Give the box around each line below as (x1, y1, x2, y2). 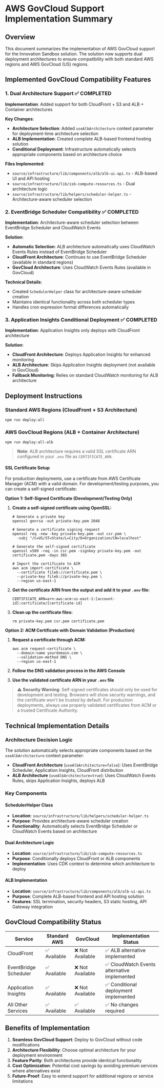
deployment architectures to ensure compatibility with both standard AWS (5, 56, 154, 62)
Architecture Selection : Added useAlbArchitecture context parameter (12, 125, 154, 131)
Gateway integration (12, 904, 53, 910)
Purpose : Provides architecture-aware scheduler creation (12, 818, 128, 824)
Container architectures (5, 106, 53, 112)
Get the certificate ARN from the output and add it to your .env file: (12, 587, 150, 593)
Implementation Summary (5, 13, 113, 24)
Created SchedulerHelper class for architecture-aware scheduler (12, 288, 142, 294)
